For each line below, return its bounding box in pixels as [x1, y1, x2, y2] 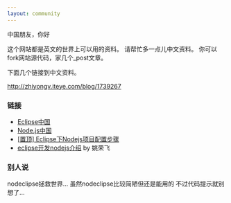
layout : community [7, 10, 60, 17]
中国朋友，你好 [7, 30, 50, 38]
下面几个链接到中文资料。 [7, 68, 80, 76]
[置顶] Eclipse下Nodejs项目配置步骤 [17, 134, 119, 143]
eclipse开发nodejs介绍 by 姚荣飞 [17, 143, 111, 152]
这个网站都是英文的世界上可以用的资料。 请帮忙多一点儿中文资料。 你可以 [7, 44, 217, 53]
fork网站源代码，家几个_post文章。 [7, 53, 108, 62]
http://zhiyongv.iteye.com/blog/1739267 [7, 82, 121, 90]
